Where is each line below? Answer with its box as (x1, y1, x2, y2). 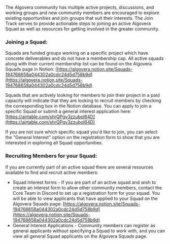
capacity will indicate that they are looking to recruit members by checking (5, 97, 161, 103)
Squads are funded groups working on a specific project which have (5, 50, 149, 56)
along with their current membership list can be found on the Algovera (5, 61, 152, 67)
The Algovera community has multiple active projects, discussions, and (5, 5, 154, 10)
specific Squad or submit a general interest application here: (5, 109, 132, 115)
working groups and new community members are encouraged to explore (5, 10, 160, 16)
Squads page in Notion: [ (5, 66, 57, 73)
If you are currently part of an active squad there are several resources (5, 164, 153, 170)
